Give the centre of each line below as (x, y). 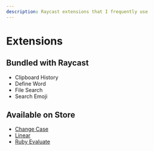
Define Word (30, 83)
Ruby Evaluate (33, 142)
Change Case (32, 129)
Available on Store (41, 115)
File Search (29, 90)
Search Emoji (31, 96)
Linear (23, 136)
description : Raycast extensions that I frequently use (77, 12)
